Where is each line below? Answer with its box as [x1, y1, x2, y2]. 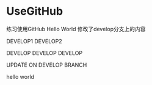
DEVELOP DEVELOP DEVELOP [6, 49, 83, 56]
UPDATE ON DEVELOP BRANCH [6, 61, 87, 68]
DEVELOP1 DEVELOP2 [6, 37, 62, 45]
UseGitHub [6, 4, 63, 18]
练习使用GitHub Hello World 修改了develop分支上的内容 [6, 25, 146, 32]
